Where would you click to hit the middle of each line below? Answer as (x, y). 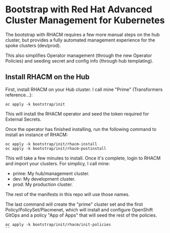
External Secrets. (24, 119)
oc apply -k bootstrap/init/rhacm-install (51, 144)
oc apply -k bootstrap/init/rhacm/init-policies (58, 224)
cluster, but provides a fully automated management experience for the (80, 40)
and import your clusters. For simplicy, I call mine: (58, 163)
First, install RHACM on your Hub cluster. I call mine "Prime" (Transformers (84, 89)
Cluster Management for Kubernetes (85, 20)
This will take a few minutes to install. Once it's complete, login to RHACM (83, 158)
